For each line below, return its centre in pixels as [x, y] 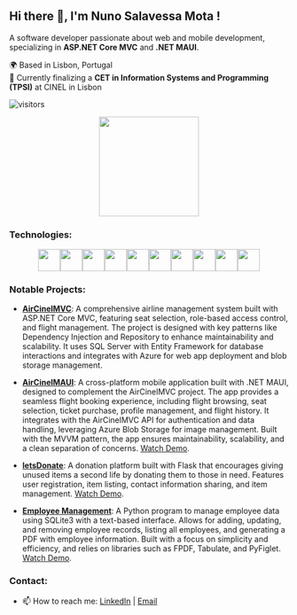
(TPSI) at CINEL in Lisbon [55, 87]
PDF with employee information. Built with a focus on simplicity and [145, 539]
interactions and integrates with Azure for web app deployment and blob [154, 356]
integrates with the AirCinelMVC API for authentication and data [138, 420]
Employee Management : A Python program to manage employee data [151, 511]
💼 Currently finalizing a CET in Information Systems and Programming [139, 77]
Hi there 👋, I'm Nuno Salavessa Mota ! [115, 16]
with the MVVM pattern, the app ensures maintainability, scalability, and [153, 439]
